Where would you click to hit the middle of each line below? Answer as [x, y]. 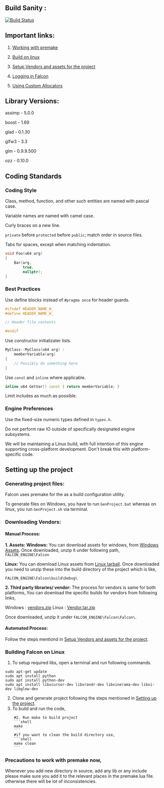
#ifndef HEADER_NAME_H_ [29, 309]
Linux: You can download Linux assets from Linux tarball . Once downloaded [82, 564]
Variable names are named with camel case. [50, 216]
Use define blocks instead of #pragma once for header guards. [67, 300]
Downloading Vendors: [33, 522]
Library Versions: [32, 101]
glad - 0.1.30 [18, 132]
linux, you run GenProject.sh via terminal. [47, 509]
